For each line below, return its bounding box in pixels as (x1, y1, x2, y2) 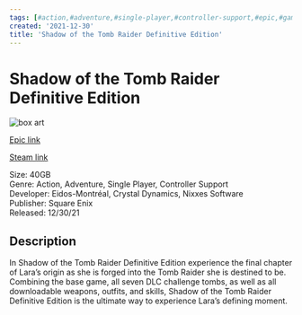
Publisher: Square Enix (9, 198, 93, 209)
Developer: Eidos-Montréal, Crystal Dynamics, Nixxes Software (9, 188, 244, 199)
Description (9, 233, 76, 249)
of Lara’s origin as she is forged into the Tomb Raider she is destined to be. (9, 267, 287, 278)
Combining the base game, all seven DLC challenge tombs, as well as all (9, 276, 277, 287)
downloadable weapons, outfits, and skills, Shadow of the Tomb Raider (9, 286, 272, 297)
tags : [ (9, 13, 39, 22)
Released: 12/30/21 (9, 207, 80, 218)
